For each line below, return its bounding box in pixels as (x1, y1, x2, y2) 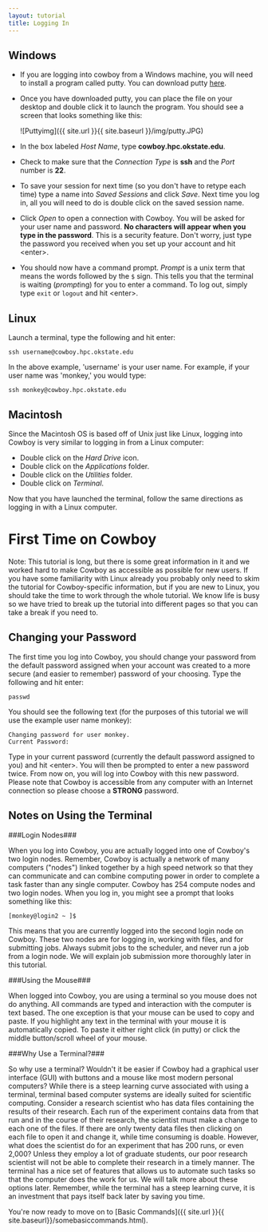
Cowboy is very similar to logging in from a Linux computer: (8, 437, 204, 447)
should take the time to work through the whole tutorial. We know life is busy (8, 590, 260, 600)
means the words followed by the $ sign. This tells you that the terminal (19, 271, 254, 281)
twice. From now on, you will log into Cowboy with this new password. (8, 768, 239, 778)
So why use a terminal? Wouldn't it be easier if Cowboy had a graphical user (8, 1064, 259, 1074)
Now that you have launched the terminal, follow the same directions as (8, 493, 243, 503)
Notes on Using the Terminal (8, 809, 153, 822)
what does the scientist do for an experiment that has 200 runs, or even (8, 1140, 244, 1150)
